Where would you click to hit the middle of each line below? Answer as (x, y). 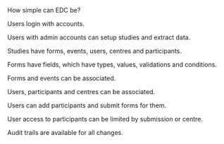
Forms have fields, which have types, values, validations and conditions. (112, 65)
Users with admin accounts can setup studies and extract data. (99, 37)
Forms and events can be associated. (62, 78)
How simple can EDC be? (44, 10)
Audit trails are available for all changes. (65, 132)
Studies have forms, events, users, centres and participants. (94, 51)
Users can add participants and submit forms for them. (87, 105)
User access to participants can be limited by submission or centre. (105, 119)
